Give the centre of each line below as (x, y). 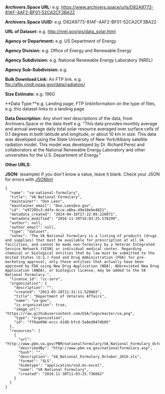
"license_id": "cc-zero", (36, 279)
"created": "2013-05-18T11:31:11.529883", (58, 292)
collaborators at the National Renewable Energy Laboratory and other (75, 150)
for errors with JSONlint (29, 179)
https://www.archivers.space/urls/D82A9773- (107, 7)
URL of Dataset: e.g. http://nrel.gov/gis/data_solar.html (60, 31)
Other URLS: (18, 164)
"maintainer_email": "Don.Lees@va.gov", (51, 206)
